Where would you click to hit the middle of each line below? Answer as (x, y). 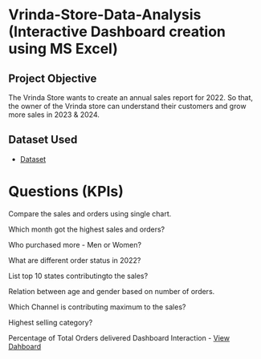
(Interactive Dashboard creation (117, 32)
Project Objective (53, 78)
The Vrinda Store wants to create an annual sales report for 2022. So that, (131, 97)
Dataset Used (43, 140)
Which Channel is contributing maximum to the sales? (97, 307)
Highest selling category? (51, 322)
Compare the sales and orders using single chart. (90, 213)
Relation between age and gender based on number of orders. (112, 291)
